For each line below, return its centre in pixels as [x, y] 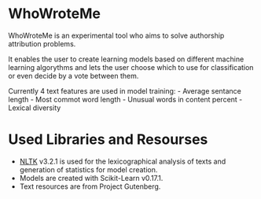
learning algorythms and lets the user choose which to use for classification [131, 67]
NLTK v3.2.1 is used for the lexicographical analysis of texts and [123, 161]
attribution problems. [42, 43]
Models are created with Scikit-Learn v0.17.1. [91, 178]
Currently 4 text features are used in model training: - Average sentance [125, 90]
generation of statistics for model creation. [88, 169]
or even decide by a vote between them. [74, 76]
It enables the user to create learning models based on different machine [126, 59]
